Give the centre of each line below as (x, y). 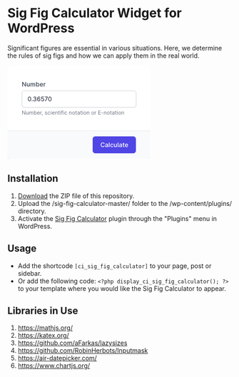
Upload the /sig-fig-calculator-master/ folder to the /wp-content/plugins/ (125, 203)
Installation (33, 179)
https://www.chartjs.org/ (54, 366)
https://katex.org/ (43, 336)
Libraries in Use (43, 310)
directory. (32, 211)
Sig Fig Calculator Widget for (95, 13)
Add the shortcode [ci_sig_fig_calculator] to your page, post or (115, 266)
